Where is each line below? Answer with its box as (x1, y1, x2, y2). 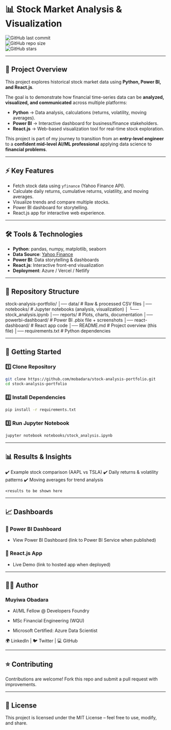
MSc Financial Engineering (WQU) (12, 618, 84, 624)
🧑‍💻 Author (5, 581, 39, 590)
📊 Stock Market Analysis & (5, 4, 122, 15)
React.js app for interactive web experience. (12, 210, 105, 216)
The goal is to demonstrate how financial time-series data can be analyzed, (5, 94, 164, 100)
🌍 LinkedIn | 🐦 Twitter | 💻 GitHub (5, 638, 78, 644)
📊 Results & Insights (5, 452, 72, 461)
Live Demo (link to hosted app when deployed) (12, 561, 111, 567)
